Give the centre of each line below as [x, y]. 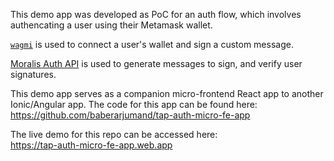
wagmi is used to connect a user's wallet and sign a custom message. [152, 44]
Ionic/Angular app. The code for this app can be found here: [134, 104]
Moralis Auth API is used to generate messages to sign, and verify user [156, 63]
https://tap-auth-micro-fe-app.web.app [91, 145]
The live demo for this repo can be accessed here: [114, 134]
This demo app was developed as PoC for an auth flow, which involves [156, 14]
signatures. [33, 74]
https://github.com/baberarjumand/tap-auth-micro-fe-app [130, 115]
